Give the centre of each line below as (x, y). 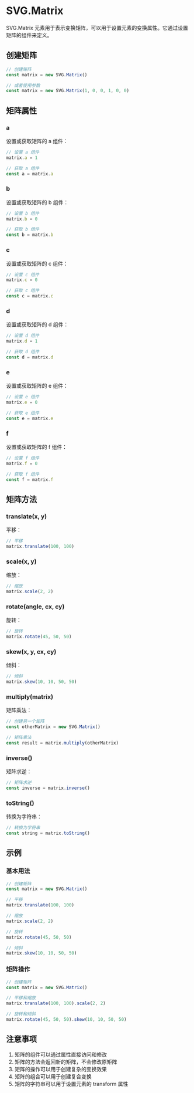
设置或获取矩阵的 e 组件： (37, 386)
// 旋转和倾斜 (21, 1014)
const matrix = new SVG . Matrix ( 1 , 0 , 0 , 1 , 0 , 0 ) (68, 91)
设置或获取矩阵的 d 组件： (37, 324)
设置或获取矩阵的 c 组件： (37, 263)
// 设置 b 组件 (23, 213)
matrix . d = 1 (22, 341)
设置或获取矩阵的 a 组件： (37, 141)
